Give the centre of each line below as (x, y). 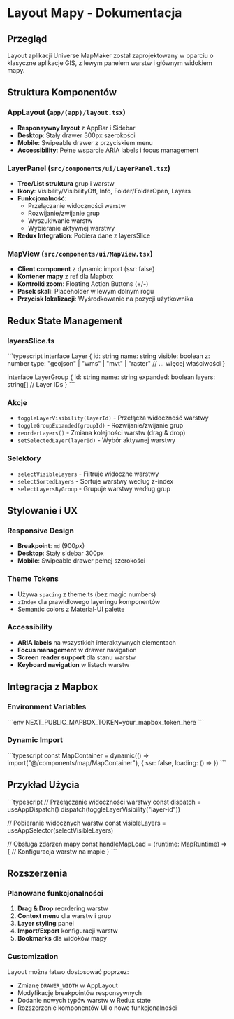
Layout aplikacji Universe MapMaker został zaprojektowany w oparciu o (110, 55)
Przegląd (27, 39)
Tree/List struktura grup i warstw (66, 183)
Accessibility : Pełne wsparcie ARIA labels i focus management (108, 150)
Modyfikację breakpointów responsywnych (79, 992)
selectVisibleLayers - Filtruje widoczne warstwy (88, 474)
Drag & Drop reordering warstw (63, 908)
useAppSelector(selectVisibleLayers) (60, 830)
